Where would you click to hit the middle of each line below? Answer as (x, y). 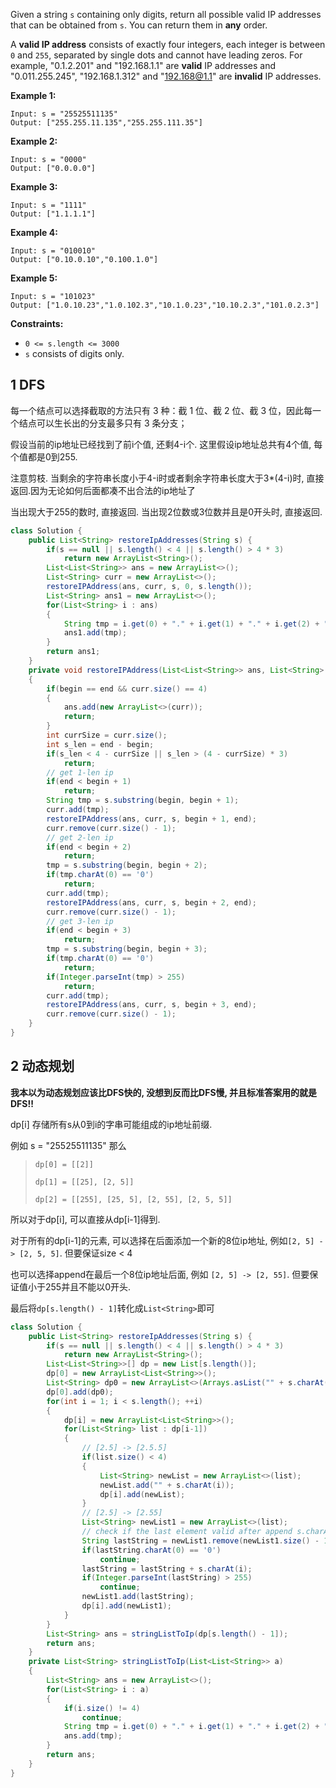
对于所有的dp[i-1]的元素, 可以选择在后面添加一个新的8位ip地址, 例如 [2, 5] (162, 1240)
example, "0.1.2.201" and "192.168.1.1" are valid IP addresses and (143, 65)
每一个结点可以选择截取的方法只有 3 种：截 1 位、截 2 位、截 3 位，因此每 (161, 410)
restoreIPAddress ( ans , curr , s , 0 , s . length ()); (149, 587)
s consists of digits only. (74, 353)
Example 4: (34, 232)
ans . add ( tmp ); (93, 1736)
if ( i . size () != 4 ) (102, 1708)
